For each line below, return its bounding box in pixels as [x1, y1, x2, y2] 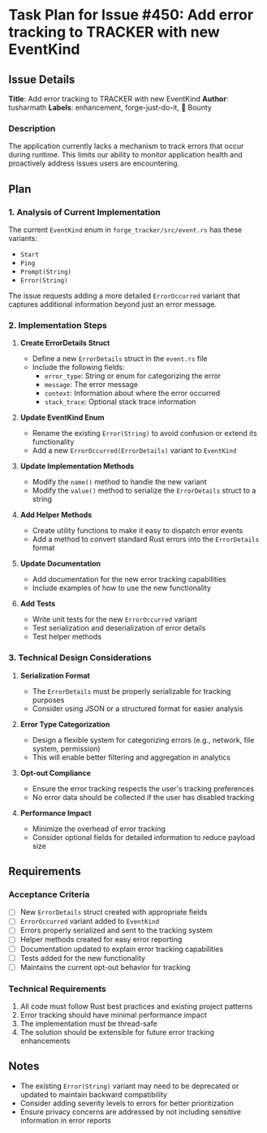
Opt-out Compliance [19, 768, 92, 778]
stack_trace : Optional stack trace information [44, 397, 196, 407]
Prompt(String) [19, 268, 72, 276]
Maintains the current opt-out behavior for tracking [19, 962, 191, 971]
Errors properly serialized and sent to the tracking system [19, 925, 213, 935]
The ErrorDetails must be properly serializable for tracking [32, 686, 231, 696]
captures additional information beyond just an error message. [8, 299, 217, 309]
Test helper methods [32, 631, 102, 642]
